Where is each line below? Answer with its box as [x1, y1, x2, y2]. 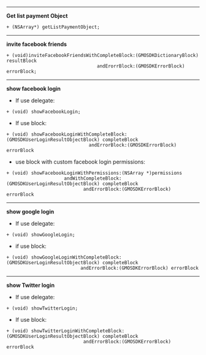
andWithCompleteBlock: [64, 175, 122, 181]
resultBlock [6, 58, 37, 64]
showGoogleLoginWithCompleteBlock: [31, 254, 122, 261]
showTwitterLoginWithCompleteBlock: [31, 328, 124, 334]
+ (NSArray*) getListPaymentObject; [6, 24, 100, 30]
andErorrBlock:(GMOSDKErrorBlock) [97, 63, 185, 69]
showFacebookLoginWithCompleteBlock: [31, 131, 128, 137]
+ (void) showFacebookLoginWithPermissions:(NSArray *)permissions [6, 170, 183, 176]
